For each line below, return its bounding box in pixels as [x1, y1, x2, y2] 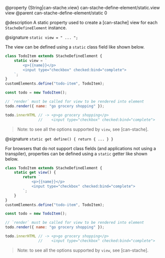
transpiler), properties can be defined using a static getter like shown [5, 151, 148, 156]
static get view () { [14, 170, 56, 175]
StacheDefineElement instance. [5, 25, 67, 31]
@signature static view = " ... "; [5, 35, 78, 40]
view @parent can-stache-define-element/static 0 [5, 10, 107, 16]
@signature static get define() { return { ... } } [5, 136, 114, 142]
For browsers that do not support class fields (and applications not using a [5, 145, 156, 151]
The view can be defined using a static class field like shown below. [5, 44, 145, 50]
